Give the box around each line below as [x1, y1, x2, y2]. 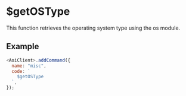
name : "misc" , [11, 63, 46, 69]
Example [6, 41, 39, 52]
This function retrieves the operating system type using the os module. [6, 24, 181, 31]
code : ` [11, 68, 31, 74]
